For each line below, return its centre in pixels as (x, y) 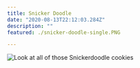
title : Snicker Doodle (39, 13)
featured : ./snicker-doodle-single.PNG (64, 32)
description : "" (30, 26)
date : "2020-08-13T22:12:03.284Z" (56, 20)
